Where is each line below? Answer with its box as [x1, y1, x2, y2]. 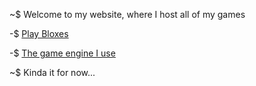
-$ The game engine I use [9, 47, 116, 59]
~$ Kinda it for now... [9, 67, 96, 78]
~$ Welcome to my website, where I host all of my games [9, 9, 246, 20]
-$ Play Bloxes [9, 28, 69, 39]
